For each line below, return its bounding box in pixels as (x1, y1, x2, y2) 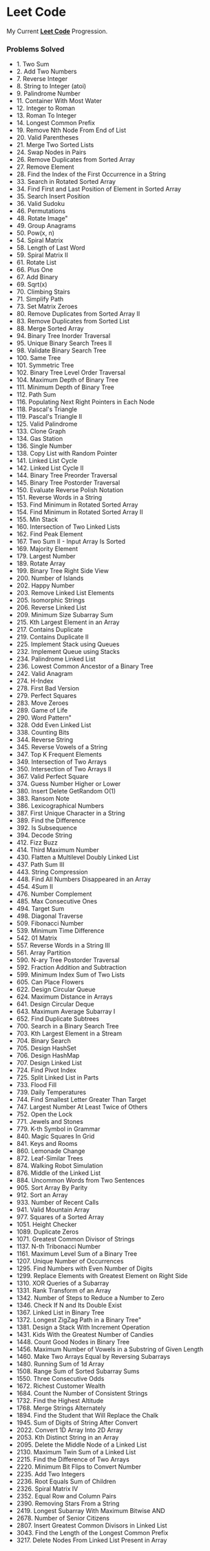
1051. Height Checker (16, 1221, 77, 1229)
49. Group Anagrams (16, 222, 76, 230)
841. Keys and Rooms (16, 1140, 78, 1148)
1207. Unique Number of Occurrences (16, 1257, 124, 1266)
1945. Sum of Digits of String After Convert (16, 1418, 138, 1427)
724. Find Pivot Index (16, 1066, 76, 1075)
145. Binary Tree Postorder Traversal (16, 478, 120, 487)
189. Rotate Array (16, 559, 66, 567)
